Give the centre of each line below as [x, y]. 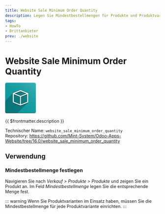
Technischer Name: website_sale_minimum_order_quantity [64, 131]
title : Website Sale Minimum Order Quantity [51, 10]
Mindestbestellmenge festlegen [44, 170]
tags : [11, 21]
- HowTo [13, 26]
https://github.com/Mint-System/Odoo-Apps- [75, 135]
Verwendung [25, 156]
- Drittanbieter [22, 31]
